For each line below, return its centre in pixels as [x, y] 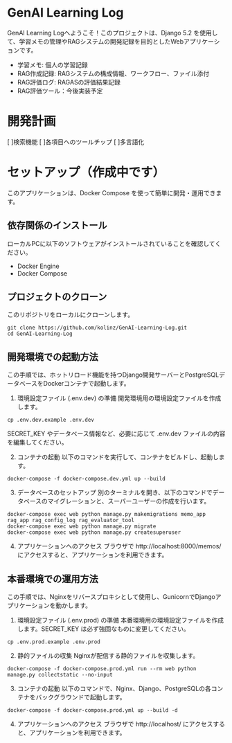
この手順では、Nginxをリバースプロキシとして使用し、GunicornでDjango [111, 597]
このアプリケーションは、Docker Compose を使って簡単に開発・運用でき [111, 193]
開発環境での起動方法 [53, 357]
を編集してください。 [37, 442]
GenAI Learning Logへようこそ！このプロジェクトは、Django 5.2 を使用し [113, 33]
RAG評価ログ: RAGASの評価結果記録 [69, 82]
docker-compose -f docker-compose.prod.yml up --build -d [92, 710]
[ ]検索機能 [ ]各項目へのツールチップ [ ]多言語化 [76, 142]
